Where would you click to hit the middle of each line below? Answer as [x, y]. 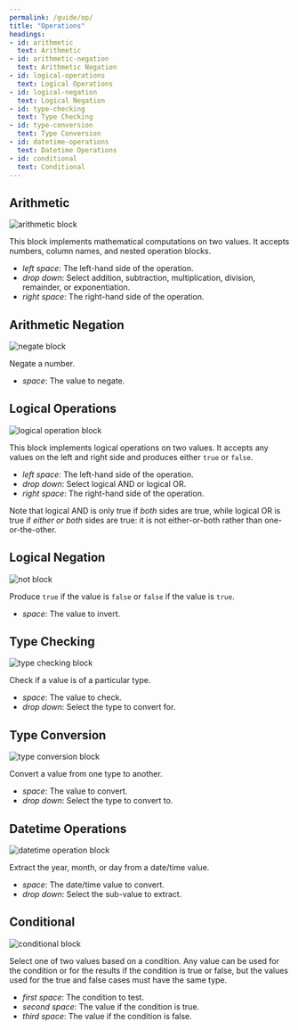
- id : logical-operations [57, 76]
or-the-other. [33, 529]
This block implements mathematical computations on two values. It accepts [149, 242]
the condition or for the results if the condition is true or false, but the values [149, 970]
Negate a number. [42, 363]
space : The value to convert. [75, 791]
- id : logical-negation [53, 92]
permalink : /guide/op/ [51, 17]
